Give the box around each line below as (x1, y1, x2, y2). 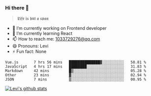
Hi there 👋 (5, 4, 30, 11)
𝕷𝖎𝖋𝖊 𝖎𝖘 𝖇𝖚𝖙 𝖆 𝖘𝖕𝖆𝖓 (17, 16, 49, 22)
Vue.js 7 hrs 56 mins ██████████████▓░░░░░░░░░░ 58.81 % (5, 60, 147, 65)
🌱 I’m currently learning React (12, 30, 73, 36)
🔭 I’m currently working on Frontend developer (12, 25, 107, 31)
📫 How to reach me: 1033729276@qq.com (12, 36, 100, 42)
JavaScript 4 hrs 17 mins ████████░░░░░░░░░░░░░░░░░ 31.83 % (5, 64, 147, 69)
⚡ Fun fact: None (12, 48, 47, 54)
